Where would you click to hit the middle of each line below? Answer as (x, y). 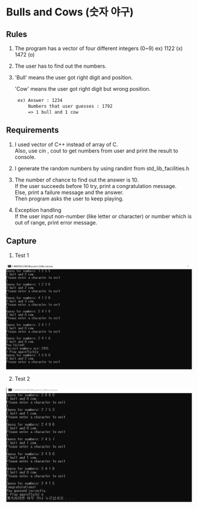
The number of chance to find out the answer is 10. (77, 180)
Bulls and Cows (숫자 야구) (70, 12)
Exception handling (38, 210)
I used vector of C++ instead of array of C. (66, 144)
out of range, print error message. (56, 222)
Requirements (32, 130)
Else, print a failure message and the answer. (69, 192)
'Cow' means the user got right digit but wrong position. (82, 89)
